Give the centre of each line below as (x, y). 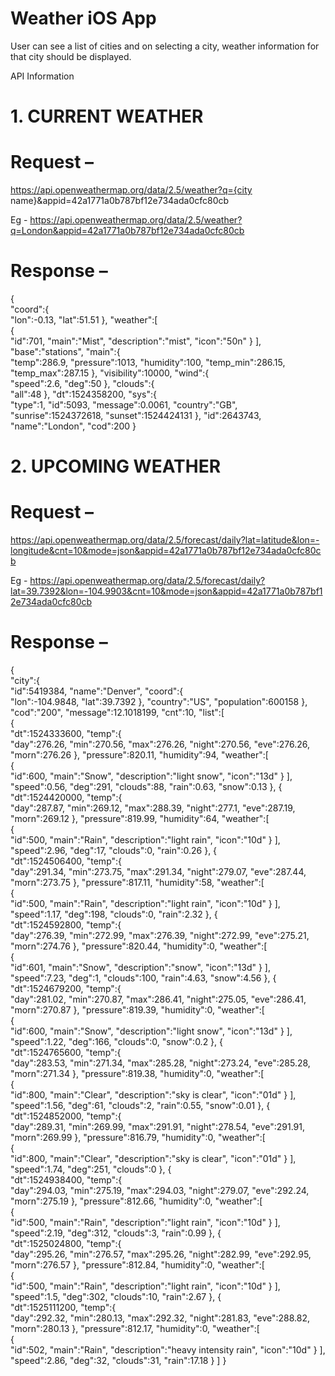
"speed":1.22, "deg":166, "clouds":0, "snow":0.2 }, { (117, 1042)
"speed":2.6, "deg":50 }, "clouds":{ (82, 383)
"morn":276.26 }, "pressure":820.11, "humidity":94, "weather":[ (139, 755)
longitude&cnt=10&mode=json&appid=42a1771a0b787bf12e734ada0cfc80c (166, 551)
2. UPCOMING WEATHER (116, 466)
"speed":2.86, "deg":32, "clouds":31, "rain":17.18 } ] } (118, 1361)
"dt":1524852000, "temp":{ (66, 1116)
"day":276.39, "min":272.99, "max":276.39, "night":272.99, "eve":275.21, (160, 936)
